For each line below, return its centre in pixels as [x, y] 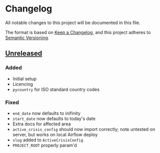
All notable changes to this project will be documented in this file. [73, 23]
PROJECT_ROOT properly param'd [45, 145]
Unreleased [24, 53]
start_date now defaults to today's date [54, 118]
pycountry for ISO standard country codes [56, 89]
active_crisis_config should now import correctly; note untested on [84, 129]
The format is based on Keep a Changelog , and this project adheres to [78, 32]
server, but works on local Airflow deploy [55, 134]
